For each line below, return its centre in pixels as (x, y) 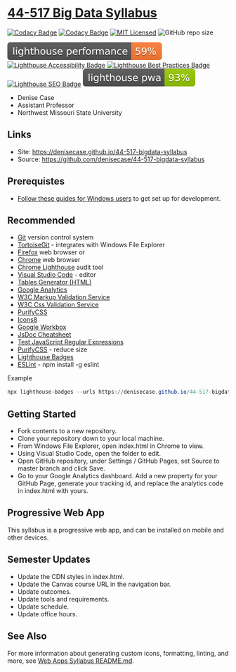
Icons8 (27, 320)
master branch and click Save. (61, 468)
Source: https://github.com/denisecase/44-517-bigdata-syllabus (111, 159)
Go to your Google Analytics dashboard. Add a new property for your (117, 476)
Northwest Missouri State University (70, 112)
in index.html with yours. (53, 491)
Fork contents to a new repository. (67, 431)
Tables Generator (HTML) (54, 282)
